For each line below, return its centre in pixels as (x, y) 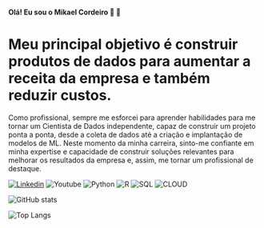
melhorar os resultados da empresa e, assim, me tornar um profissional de (131, 160)
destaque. (25, 168)
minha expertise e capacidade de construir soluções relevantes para (121, 151)
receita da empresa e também (109, 78)
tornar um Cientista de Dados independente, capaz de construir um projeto (132, 126)
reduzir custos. (60, 95)
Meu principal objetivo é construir (123, 44)
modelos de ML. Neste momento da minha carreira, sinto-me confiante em (131, 143)
